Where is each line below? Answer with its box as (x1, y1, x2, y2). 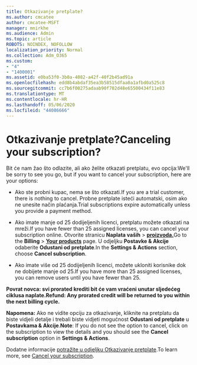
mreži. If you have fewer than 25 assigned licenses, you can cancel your (14, 225, 189, 232)
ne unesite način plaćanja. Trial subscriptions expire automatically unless (14, 201, 191, 208)
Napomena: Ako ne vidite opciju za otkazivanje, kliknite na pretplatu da (6, 310, 179, 317)
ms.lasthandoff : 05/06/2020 (6, 101, 75, 108)
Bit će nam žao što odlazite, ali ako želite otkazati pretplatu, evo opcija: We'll (6, 165, 190, 172)
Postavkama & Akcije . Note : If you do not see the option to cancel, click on (6, 322, 188, 329)
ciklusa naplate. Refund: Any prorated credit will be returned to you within (6, 292, 190, 299)
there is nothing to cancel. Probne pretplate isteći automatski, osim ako (14, 195, 188, 202)
